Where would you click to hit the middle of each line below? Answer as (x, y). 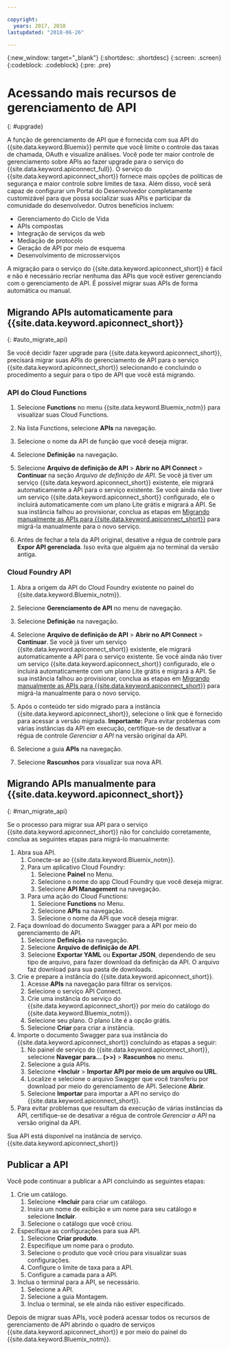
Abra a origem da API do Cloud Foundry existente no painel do (105, 587)
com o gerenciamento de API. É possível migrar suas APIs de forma (103, 283)
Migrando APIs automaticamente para (90, 312)
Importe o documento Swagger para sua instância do (92, 1034)
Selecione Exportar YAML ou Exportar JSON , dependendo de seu (122, 954)
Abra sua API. (36, 852)
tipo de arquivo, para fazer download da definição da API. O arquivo (123, 962)
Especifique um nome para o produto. (81, 1246)
